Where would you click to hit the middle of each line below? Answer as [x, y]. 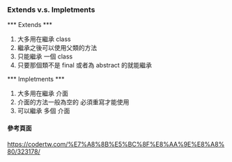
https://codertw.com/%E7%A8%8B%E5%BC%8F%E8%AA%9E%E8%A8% [116, 144]
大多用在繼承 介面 [42, 94]
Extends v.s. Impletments [51, 10]
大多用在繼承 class [44, 39]
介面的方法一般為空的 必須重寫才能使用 [73, 102]
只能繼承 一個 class [45, 56]
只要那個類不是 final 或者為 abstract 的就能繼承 [84, 65]
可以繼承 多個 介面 [44, 111]
